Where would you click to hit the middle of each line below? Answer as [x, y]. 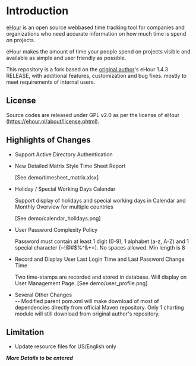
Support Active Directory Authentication [64, 154]
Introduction [37, 11]
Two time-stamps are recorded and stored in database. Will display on [101, 277]
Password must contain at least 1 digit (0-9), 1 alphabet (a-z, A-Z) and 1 [102, 241]
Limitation [25, 332]
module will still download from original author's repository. [87, 314]
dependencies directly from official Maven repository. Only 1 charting [99, 307]
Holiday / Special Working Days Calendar [65, 189]
